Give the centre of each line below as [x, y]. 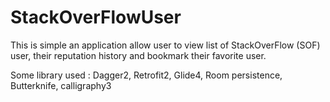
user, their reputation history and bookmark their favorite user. [138, 55]
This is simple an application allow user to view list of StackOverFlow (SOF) [165, 45]
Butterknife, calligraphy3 [61, 85]
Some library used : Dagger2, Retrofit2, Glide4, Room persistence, [146, 75]
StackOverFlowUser [96, 17]
